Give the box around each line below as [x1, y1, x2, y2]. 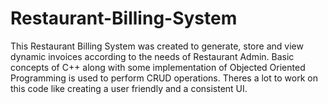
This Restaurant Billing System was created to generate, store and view [10, 40, 304, 52]
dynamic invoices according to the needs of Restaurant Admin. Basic [10, 50, 295, 62]
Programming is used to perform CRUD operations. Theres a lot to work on [10, 72, 318, 84]
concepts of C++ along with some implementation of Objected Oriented [10, 61, 306, 73]
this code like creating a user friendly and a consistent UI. [10, 82, 248, 94]
